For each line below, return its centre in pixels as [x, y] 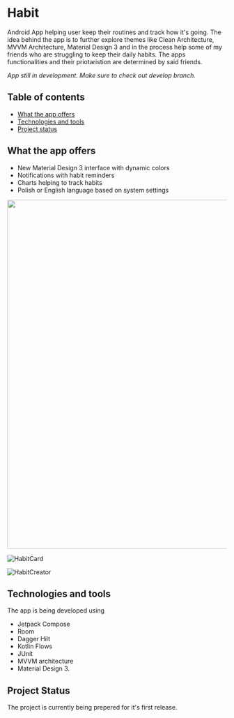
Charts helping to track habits [60, 182]
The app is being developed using [56, 611]
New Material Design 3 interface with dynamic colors [93, 167]
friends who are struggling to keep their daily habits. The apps [96, 54]
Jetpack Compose [44, 624]
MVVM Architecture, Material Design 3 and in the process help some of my [115, 47]
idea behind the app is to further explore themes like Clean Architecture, [111, 39]
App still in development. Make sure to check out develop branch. [102, 75]
